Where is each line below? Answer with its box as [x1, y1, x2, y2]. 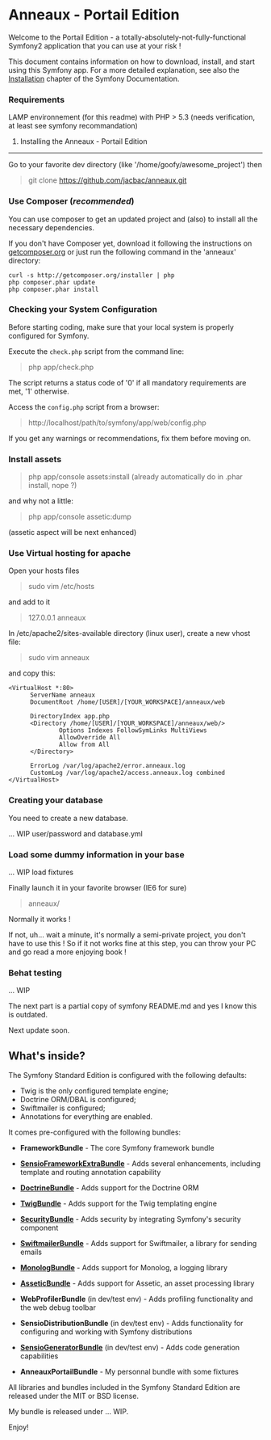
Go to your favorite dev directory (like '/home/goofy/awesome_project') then [8, 160, 262, 170]
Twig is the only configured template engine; [19, 1086, 169, 1096]
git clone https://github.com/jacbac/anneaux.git [27, 175, 187, 185]
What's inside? [8, 1049, 86, 1063]
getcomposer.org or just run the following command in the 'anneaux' [8, 246, 236, 256]
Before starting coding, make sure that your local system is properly [8, 322, 234, 332]
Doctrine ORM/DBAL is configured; [19, 1095, 137, 1105]
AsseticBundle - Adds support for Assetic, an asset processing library [19, 1278, 255, 1288]
